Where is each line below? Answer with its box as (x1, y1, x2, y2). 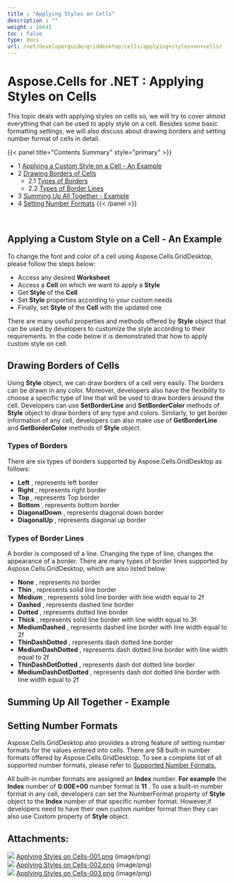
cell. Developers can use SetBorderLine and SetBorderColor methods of (7, 401, 220, 409)
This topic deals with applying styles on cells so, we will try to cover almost (7, 111, 226, 120)
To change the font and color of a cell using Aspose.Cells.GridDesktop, (7, 252, 213, 260)
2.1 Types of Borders (28, 176, 88, 185)
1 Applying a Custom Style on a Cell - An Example (17, 162, 162, 170)
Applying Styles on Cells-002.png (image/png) (16, 861, 152, 869)
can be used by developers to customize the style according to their (7, 324, 206, 332)
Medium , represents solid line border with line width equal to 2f (17, 593, 205, 602)
